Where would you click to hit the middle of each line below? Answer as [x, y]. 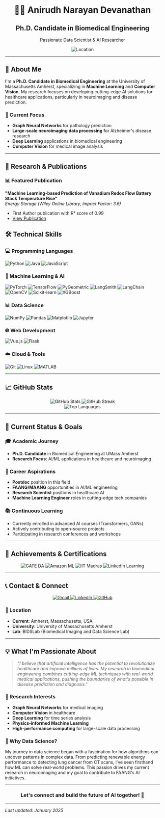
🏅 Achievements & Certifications [56, 554]
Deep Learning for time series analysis [52, 718]
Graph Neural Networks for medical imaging [57, 707]
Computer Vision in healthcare [44, 712]
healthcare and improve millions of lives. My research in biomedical [86, 668]
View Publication [29, 218]
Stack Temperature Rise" [31, 198]
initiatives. [15, 778]
